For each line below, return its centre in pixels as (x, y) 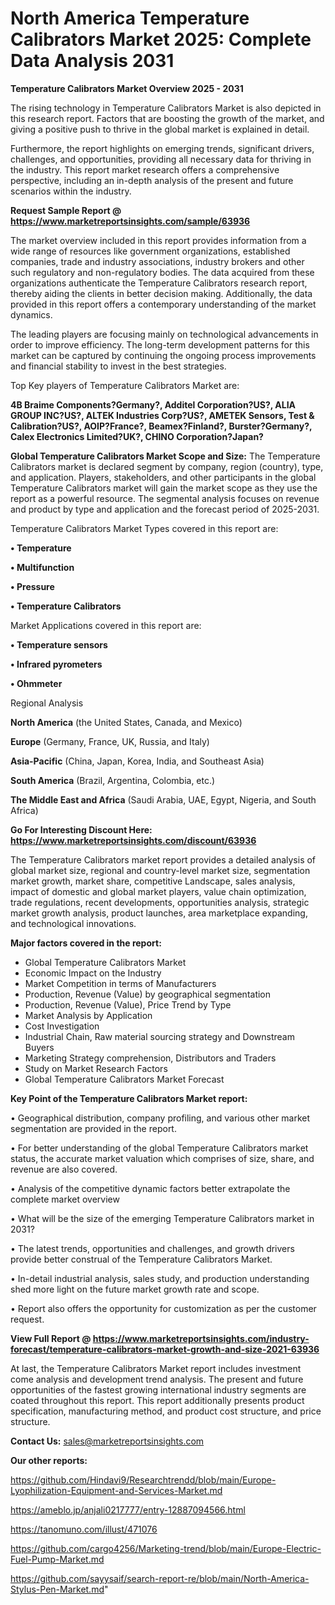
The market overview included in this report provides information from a (158, 240)
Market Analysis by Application (88, 1015)
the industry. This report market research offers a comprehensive (145, 169)
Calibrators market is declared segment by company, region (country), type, (167, 466)
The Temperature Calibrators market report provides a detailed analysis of (163, 859)
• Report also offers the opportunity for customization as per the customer (163, 1308)
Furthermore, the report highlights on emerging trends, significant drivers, (162, 148)
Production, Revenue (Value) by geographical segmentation (148, 994)
